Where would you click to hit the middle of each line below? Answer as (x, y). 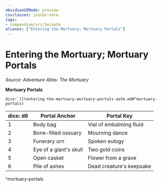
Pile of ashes (49, 166)
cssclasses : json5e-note (32, 15)
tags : (11, 20)
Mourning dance (108, 133)
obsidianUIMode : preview (32, 10)
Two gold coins (106, 149)
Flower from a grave (112, 158)
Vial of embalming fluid (116, 125)
